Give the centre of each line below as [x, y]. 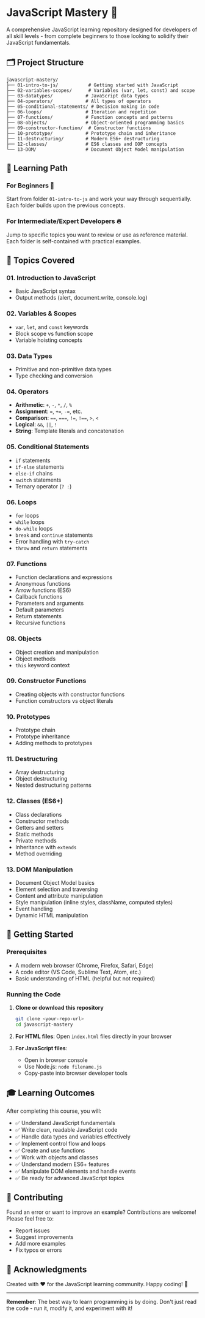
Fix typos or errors [38, 1250]
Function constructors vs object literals [64, 700]
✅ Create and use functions [50, 1150]
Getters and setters [39, 827]
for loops [27, 515]
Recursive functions [40, 623]
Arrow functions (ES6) [43, 590]
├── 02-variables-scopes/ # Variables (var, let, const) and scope [101, 90]
